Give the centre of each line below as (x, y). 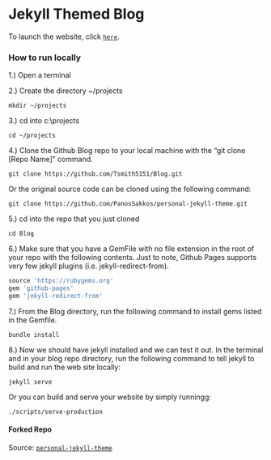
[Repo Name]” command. (51, 160)
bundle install (34, 334)
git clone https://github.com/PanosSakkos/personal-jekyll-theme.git (128, 204)
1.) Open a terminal (40, 75)
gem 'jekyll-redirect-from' (56, 296)
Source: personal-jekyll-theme (61, 448)
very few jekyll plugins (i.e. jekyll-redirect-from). (89, 266)
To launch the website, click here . (64, 36)
